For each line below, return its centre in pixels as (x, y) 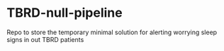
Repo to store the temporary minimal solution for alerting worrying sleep (112, 32)
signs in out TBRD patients (45, 39)
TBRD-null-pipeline (65, 13)
